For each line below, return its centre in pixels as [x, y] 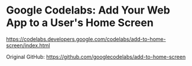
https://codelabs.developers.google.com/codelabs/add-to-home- [86, 39]
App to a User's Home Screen [80, 23]
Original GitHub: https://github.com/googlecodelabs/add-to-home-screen [96, 57]
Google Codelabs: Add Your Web [88, 10]
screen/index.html [28, 45]
